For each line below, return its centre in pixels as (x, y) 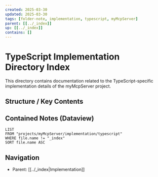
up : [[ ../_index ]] (24, 28)
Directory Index (38, 67)
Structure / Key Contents (44, 102)
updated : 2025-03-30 (26, 14)
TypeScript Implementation (62, 57)
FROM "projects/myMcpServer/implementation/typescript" (64, 134)
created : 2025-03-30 (26, 10)
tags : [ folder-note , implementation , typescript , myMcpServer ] (72, 19)
